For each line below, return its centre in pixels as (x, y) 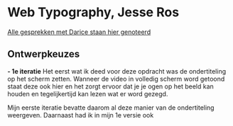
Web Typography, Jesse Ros (93, 12)
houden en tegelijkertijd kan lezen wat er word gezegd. (88, 93)
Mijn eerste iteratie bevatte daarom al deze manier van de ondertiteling (111, 108)
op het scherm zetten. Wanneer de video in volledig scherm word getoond (116, 79)
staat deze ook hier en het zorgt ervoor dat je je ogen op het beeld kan (111, 86)
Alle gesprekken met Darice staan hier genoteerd (79, 32)
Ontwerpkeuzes (44, 54)
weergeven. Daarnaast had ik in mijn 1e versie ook (81, 115)
